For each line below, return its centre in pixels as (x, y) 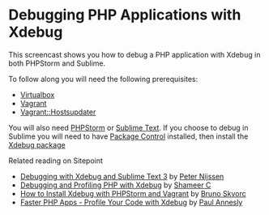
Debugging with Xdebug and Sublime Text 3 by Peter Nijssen (122, 176)
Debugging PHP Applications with (125, 15)
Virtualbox (37, 94)
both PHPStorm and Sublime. (57, 63)
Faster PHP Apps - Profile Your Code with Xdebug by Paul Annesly (131, 202)
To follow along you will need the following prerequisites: (103, 79)
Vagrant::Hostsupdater (58, 112)
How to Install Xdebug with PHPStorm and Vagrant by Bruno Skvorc (133, 193)
